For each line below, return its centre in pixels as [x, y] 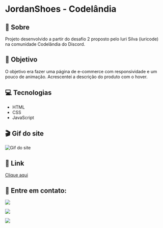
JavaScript [23, 117]
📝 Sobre [17, 27]
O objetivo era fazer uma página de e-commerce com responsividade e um [81, 71]
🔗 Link [15, 163]
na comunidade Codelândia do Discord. [45, 44]
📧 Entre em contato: [36, 190]
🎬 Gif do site [25, 134]
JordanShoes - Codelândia [61, 9]
